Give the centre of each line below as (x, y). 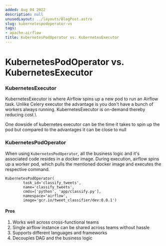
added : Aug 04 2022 (25, 10)
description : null (24, 14)
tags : (11, 28)
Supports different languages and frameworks (60, 233)
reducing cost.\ (21, 115)
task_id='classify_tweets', (52, 183)
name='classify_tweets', (49, 187)
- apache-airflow (23, 33)
